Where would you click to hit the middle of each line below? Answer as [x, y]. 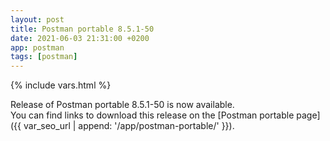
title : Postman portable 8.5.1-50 [82, 29]
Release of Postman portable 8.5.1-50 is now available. [122, 105]
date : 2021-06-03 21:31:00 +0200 [80, 38]
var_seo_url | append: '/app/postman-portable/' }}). [129, 126]
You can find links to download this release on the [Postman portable [152, 115]
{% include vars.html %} [61, 85]
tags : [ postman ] [44, 57]
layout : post [37, 19]
